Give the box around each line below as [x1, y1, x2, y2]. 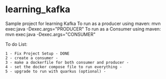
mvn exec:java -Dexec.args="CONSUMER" [5, 31, 96, 37]
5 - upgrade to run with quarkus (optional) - [5, 69, 106, 74]
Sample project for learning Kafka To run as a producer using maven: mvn [5, 20, 161, 27]
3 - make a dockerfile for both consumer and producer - [5, 60, 129, 65]
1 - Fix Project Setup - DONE [5, 51, 70, 56]
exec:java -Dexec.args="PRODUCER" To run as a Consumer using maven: [5, 25, 161, 32]
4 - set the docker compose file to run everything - [5, 64, 123, 69]
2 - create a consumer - [5, 55, 58, 61]
